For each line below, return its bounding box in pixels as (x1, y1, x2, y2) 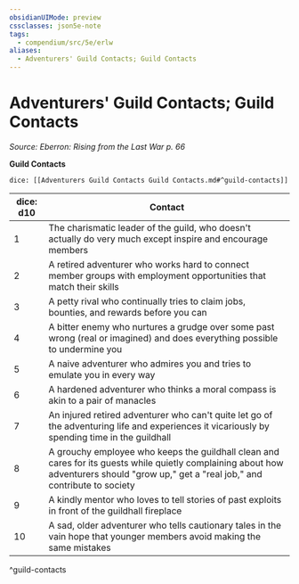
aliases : (9, 46, 42, 55)
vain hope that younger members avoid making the (48, 530, 261, 542)
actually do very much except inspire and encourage (48, 233, 269, 245)
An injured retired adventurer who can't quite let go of (48, 408, 273, 421)
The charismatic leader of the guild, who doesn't (48, 221, 251, 234)
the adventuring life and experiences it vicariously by (48, 420, 270, 432)
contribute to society (48, 479, 135, 491)
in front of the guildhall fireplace (48, 505, 182, 517)
